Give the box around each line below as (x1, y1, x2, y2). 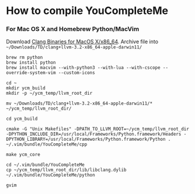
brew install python (6, 60, 57, 65)
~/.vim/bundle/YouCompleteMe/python (6, 172, 95, 178)
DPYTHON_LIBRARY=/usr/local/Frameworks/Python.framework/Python (6, 136, 166, 143)
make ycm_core (6, 152, 41, 158)
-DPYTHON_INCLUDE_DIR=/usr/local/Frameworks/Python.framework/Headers (6, 131, 182, 137)
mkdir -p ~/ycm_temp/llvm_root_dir (6, 91, 93, 96)
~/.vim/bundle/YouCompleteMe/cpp (6, 141, 88, 147)
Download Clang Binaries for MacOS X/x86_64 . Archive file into (6, 38, 159, 45)
